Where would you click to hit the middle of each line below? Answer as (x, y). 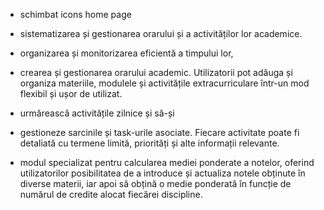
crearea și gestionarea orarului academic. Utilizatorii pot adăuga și (156, 72)
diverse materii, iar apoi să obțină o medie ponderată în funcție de (155, 183)
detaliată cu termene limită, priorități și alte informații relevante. (149, 143)
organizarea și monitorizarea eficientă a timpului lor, (126, 53)
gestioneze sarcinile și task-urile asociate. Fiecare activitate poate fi (159, 132)
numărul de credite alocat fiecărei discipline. (111, 194)
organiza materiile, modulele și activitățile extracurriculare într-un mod (164, 83)
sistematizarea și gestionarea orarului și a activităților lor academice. (161, 33)
